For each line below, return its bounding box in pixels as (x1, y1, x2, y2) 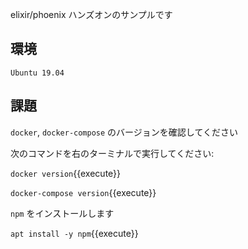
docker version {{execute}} (10, 167, 122, 179)
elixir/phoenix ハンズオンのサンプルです (10, 9, 173, 20)
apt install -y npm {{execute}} (10, 227, 139, 239)
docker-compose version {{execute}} (10, 186, 157, 198)
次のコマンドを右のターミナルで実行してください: (10, 147, 215, 159)
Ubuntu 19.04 (10, 68, 65, 78)
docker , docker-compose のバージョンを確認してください (10, 126, 238, 138)
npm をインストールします (10, 207, 115, 219)
